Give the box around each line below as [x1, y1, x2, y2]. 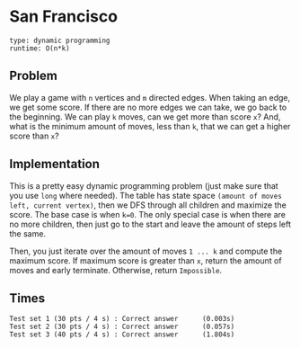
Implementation [9, 156, 101, 172]
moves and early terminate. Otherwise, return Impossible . [9, 264, 223, 275]
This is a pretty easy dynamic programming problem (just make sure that [9, 180, 278, 191]
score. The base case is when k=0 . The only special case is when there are [9, 209, 286, 219]
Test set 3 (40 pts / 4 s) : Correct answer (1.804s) [9, 330, 235, 339]
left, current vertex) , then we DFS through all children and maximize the [9, 200, 287, 210]
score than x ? [9, 130, 60, 141]
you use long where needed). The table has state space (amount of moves [9, 190, 283, 201]
